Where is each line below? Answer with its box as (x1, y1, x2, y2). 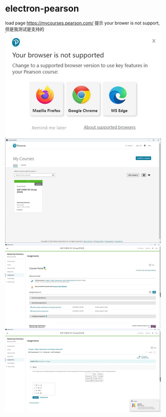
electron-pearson (5, 3, 79, 14)
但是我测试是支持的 (5, 26, 44, 32)
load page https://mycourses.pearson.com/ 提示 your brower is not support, (5, 20, 160, 26)
